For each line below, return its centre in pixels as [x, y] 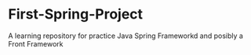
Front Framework [36, 43]
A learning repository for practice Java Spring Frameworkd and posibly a [125, 36]
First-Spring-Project [76, 14]
